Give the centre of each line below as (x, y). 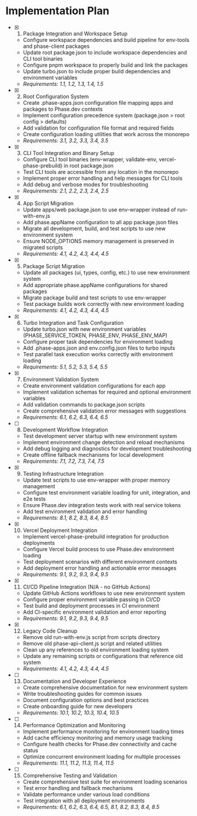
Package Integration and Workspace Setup (75, 33)
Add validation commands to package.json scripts (84, 404)
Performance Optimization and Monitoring (74, 725)
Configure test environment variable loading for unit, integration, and (106, 492)
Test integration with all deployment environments (84, 801)
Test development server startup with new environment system (100, 436)
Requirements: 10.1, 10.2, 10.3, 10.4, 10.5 (71, 712)
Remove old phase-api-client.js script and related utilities (92, 643)
